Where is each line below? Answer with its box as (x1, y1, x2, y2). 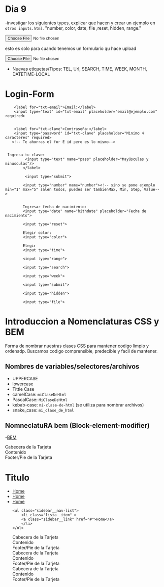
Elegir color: (23, 230, 52, 235)
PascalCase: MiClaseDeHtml (12, 397, 68, 403)
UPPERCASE (12, 375, 38, 381)
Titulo (5, 472, 30, 483)
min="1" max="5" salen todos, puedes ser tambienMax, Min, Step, (5, 187, 142, 192)
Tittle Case (12, 386, 34, 392)
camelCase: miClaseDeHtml (12, 391, 66, 397)
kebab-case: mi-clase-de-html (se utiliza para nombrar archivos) (12, 402, 144, 407)
